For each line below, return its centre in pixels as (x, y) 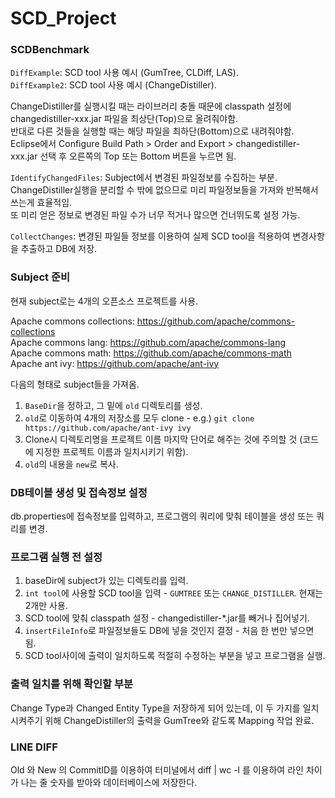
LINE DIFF (34, 747)
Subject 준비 (40, 277)
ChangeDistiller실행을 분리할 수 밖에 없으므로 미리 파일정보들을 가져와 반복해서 (164, 190)
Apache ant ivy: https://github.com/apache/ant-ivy (115, 363)
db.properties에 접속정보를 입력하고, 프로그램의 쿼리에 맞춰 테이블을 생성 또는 (162, 516)
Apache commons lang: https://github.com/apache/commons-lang (148, 342)
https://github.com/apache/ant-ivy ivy (108, 428)
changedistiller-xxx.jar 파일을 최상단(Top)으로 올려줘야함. (124, 119)
